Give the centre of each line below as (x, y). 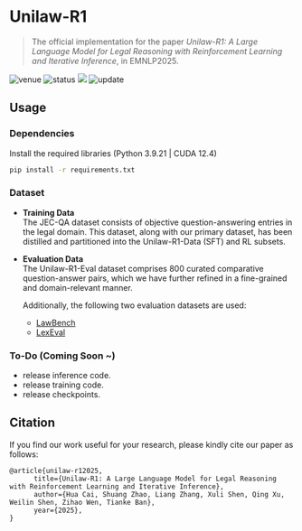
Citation (33, 423)
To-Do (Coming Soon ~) (62, 356)
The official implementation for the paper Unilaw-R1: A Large (145, 42)
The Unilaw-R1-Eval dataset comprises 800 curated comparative (143, 268)
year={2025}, (58, 510)
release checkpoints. (61, 395)
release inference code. (66, 376)
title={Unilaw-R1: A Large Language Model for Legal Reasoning (155, 479)
